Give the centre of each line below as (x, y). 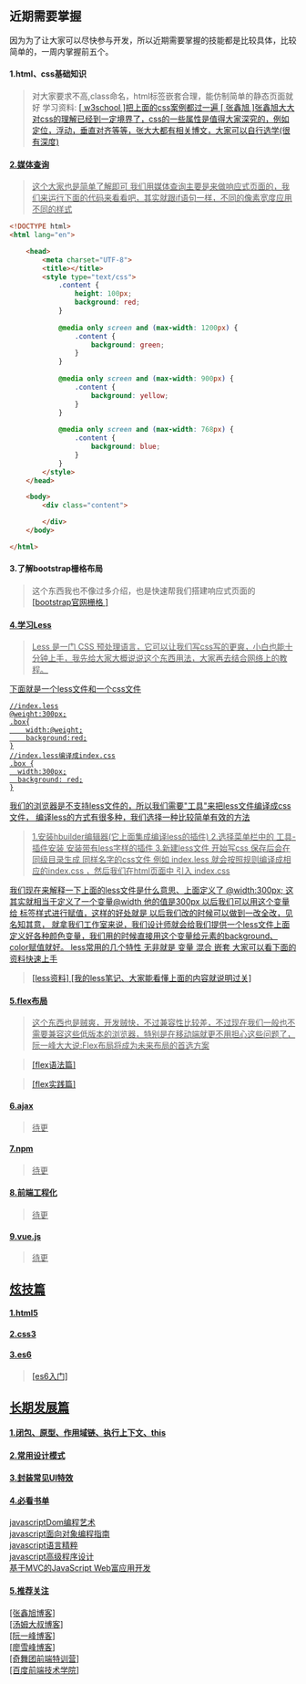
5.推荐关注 (30, 1591)
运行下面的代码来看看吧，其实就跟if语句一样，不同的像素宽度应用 (170, 198)
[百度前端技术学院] (45, 1669)
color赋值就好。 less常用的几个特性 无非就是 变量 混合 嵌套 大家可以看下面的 (153, 947)
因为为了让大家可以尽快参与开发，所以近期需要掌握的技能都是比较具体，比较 (153, 40)
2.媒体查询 (30, 164)
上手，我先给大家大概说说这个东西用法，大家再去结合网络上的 (163, 658)
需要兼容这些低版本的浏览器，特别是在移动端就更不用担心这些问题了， (163, 1034)
